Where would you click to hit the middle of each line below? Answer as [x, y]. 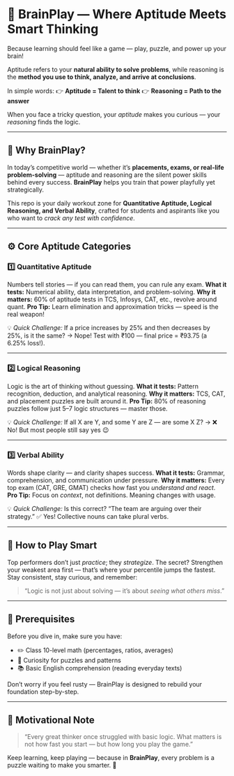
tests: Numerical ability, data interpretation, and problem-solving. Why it [111, 292]
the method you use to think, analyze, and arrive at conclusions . [102, 77]
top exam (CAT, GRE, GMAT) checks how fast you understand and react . [111, 488]
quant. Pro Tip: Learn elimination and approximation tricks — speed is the [113, 307]
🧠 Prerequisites [41, 619]
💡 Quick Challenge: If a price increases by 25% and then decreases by [109, 328]
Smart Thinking [53, 29]
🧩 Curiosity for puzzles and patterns [69, 660]
